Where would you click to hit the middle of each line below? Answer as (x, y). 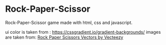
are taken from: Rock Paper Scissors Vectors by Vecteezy (64, 37)
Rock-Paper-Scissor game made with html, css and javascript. (69, 22)
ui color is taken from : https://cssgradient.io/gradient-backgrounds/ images (83, 32)
